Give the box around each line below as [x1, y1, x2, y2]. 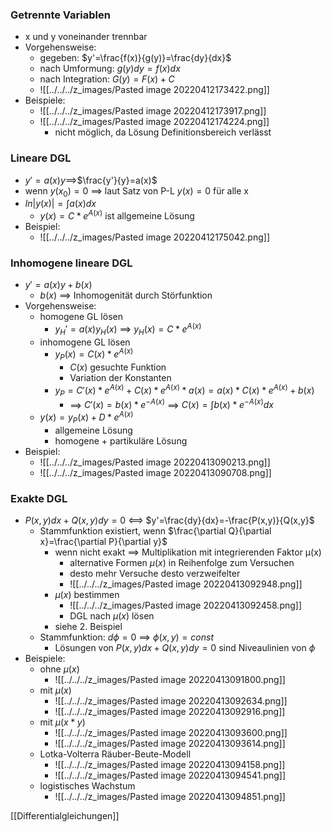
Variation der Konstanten [69, 372, 172, 384]
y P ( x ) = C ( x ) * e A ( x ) [54, 346, 134, 363]
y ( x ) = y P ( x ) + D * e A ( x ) [39, 409, 134, 425]
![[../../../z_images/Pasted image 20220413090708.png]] [39, 466, 272, 478]
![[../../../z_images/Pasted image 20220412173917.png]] [39, 105, 267, 117]
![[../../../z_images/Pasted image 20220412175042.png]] [39, 231, 271, 243]
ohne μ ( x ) [39, 663, 80, 675]
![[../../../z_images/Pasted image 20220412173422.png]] [39, 84, 270, 96]
